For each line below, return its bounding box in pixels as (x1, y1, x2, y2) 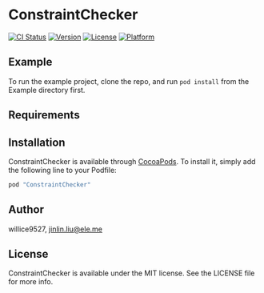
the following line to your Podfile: (8, 165, 118, 175)
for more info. (8, 277, 54, 287)
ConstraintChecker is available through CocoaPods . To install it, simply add (8, 156, 256, 166)
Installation (8, 135, 66, 149)
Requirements (8, 108, 80, 122)
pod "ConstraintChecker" (8, 180, 91, 189)
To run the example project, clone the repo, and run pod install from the (8, 76, 250, 86)
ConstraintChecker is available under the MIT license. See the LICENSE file (8, 268, 255, 278)
